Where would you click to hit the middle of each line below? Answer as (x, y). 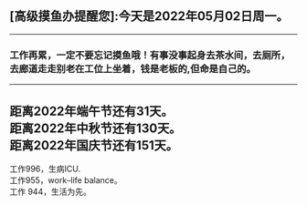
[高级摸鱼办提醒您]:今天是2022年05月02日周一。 (149, 16)
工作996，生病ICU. (45, 169)
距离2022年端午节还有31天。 (91, 111)
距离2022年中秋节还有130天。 (95, 128)
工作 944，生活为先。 (50, 191)
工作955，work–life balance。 (66, 179)
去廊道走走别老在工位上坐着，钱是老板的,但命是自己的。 (132, 68)
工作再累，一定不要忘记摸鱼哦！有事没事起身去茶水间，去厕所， (150, 55)
